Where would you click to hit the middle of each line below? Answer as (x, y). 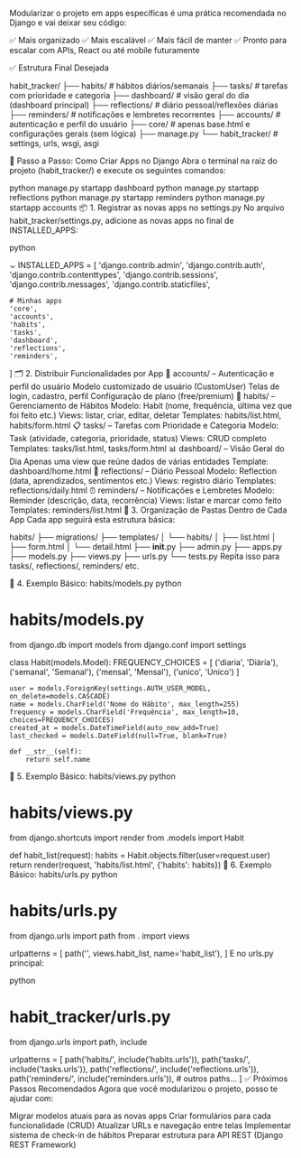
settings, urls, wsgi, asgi (54, 143)
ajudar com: (32, 1098)
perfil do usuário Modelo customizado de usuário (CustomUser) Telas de (145, 386)
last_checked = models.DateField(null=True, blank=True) (119, 736)
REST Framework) (43, 1144)
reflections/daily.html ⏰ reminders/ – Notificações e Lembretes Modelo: (142, 490)
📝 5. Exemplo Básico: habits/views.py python (92, 776)
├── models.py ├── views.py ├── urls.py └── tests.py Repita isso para (145, 556)
